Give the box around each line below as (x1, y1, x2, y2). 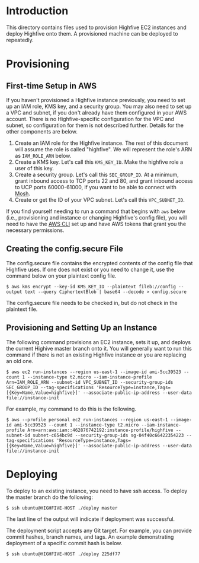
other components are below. (6, 128, 78, 135)
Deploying (6, 467, 58, 481)
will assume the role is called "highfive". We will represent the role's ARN (14, 145, 192, 152)
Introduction (6, 4, 69, 18)
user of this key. (14, 164, 54, 171)
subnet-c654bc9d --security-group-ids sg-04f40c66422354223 (32, 432, 184, 438)
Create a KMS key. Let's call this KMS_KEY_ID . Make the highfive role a (14, 158, 184, 166)
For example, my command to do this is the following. (6, 405, 137, 412)
